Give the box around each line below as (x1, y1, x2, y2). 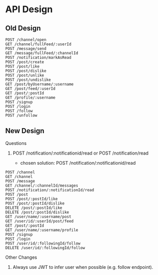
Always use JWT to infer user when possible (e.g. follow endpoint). (12, 264, 153, 270)
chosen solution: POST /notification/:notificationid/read (20, 160, 136, 166)
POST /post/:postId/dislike (5, 201, 65, 206)
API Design (5, 4, 53, 15)
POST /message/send (5, 46, 47, 51)
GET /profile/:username (5, 95, 56, 100)
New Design (5, 127, 45, 135)
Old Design (5, 24, 41, 33)
